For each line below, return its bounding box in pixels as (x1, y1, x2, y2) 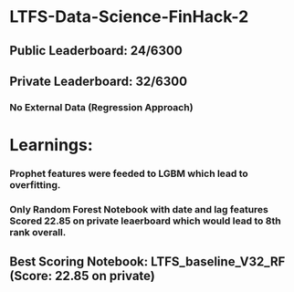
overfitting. (9, 179, 61, 191)
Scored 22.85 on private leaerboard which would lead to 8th (9, 214, 281, 227)
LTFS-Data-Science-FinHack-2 (9, 6, 249, 27)
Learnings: (9, 135, 93, 156)
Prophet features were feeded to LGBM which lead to (9, 167, 248, 180)
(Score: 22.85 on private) (9, 268, 155, 284)
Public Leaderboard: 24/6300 (9, 43, 183, 58)
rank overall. (9, 225, 67, 238)
